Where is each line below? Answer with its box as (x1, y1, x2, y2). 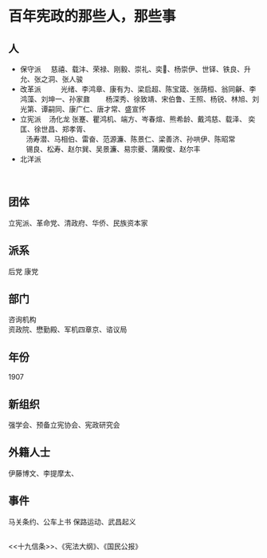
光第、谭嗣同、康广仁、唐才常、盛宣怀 (19, 105, 146, 114)
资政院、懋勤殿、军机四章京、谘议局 (8, 325, 128, 334)
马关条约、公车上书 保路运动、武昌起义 (8, 516, 136, 526)
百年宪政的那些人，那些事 (8, 7, 177, 26)
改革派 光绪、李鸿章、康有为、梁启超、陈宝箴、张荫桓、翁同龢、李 (19, 85, 257, 94)
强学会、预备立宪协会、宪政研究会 (8, 420, 120, 430)
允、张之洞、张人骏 (19, 74, 84, 84)
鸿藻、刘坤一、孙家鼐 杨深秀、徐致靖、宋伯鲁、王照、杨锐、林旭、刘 (19, 94, 260, 104)
